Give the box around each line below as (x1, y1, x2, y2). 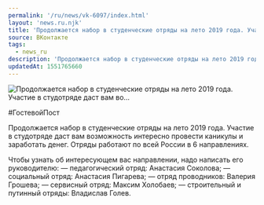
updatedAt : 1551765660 (8, 63, 82, 71)
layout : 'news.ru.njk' (8, 19, 82, 27)
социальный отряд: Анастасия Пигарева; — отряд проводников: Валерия (8, 171, 255, 181)
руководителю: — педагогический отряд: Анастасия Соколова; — (8, 163, 231, 173)
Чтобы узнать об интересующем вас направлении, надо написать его (8, 155, 244, 164)
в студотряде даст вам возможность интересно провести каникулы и (8, 131, 244, 141)
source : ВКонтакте (8, 33, 68, 42)
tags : (8, 41, 26, 49)
